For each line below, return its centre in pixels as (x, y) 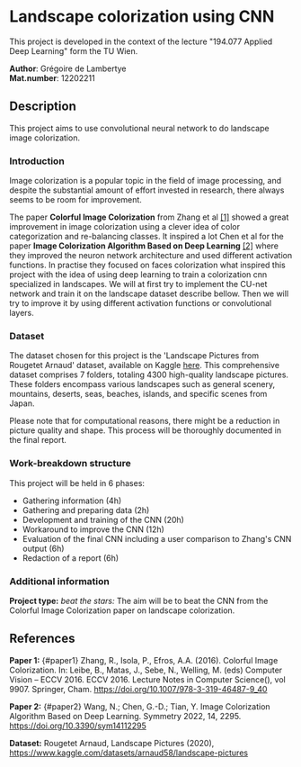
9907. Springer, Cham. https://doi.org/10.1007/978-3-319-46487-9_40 (138, 689)
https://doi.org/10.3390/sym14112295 (78, 726)
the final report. (38, 440)
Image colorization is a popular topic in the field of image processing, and (146, 181)
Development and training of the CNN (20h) (103, 519)
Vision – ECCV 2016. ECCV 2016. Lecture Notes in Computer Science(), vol (147, 679)
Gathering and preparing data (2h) (86, 510)
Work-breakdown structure (71, 464)
